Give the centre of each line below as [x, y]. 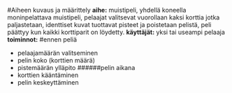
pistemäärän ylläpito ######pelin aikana [76, 68]
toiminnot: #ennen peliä [42, 40]
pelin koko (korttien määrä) [56, 60]
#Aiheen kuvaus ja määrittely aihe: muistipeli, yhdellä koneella [97, 10]
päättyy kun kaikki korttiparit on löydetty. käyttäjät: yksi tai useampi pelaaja [116, 32]
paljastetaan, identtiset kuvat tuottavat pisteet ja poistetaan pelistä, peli [109, 25]
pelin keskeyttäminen [48, 82]
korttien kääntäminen [48, 75]
